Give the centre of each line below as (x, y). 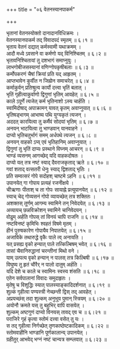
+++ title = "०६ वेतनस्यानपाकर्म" (41, 9)
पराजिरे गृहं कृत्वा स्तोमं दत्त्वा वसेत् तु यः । (45, 319)
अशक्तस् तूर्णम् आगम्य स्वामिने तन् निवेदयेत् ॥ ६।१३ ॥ (58, 203)
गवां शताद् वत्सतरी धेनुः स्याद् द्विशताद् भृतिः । (48, 169)
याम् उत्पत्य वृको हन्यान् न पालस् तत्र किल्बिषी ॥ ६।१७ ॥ (60, 258)
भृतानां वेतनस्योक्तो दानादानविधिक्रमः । (43, 33)
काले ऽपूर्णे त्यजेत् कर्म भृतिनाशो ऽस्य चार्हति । (48, 101)
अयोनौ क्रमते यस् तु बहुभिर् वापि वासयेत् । (46, 305)
